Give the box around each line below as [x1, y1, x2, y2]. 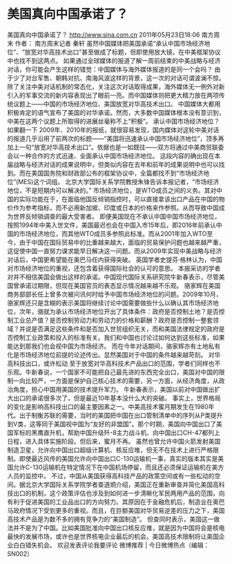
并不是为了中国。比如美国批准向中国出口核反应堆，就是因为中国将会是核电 [12, 523, 225, 531]
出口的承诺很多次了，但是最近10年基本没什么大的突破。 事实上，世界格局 [12, 394, 221, 402]
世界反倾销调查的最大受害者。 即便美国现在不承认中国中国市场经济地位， [12, 212, 221, 220]
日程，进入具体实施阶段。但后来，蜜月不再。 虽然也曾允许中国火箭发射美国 [7, 437, 221, 445]
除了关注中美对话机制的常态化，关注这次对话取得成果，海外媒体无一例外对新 [7, 82, 225, 91]
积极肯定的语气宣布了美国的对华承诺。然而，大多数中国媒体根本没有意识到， [7, 108, 225, 116]
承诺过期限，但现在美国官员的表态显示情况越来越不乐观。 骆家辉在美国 [19, 281, 221, 289]
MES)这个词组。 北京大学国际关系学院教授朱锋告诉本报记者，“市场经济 [18, 177, 220, 185]
